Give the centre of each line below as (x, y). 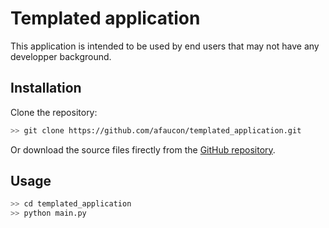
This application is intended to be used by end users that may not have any (165, 46)
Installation (46, 88)
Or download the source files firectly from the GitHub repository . (143, 149)
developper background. (61, 56)
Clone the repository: (54, 112)
